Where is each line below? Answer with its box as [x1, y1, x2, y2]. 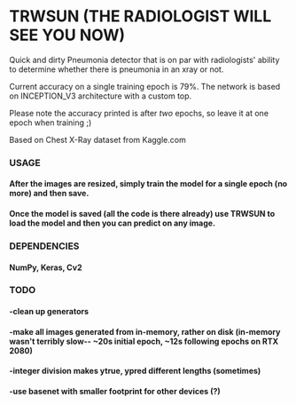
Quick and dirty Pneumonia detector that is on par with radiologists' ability [9, 54, 280, 65]
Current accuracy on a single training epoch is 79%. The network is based [9, 81, 281, 91]
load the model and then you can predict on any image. [9, 218, 215, 228]
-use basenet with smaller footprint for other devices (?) [9, 385, 222, 396]
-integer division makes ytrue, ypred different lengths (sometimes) [9, 366, 261, 377]
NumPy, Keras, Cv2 [9, 262, 82, 273]
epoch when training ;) [9, 117, 92, 128]
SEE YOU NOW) [9, 25, 126, 45]
